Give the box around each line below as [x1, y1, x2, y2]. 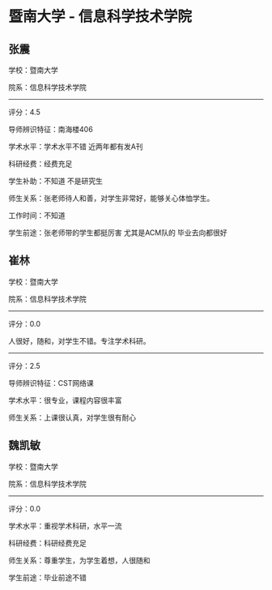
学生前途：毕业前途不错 [8, 572, 87, 582]
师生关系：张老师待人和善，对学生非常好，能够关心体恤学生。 [8, 194, 215, 203]
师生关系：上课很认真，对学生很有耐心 [8, 413, 136, 422]
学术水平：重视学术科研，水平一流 [8, 520, 122, 531]
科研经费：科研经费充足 [8, 538, 87, 548]
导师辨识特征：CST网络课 [8, 378, 95, 387]
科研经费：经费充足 [8, 159, 73, 169]
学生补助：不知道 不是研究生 [8, 176, 103, 186]
